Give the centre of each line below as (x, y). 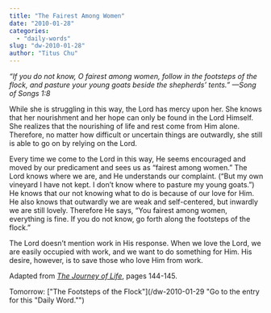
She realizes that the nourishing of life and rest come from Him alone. (125, 126)
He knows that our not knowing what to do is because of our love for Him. (132, 193)
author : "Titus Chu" (44, 53)
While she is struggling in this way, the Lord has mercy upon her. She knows (136, 109)
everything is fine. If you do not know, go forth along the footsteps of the (130, 219)
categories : (29, 31)
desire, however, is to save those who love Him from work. (106, 260)
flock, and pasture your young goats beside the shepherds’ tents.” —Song (133, 85)
